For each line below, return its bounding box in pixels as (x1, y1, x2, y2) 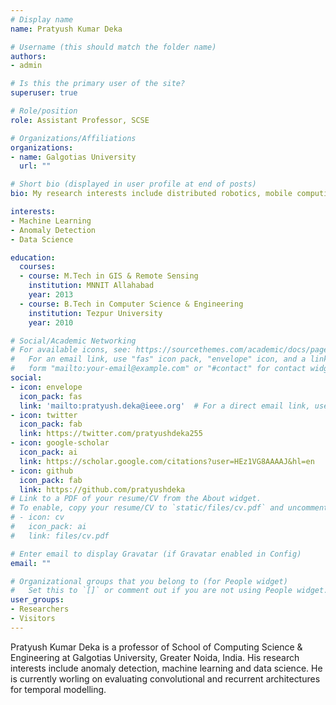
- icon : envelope (10, 382, 83, 392)
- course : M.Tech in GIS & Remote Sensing (19, 271, 199, 281)
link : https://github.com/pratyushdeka (19, 484, 186, 495)
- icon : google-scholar (10, 438, 110, 448)
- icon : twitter (10, 410, 78, 420)
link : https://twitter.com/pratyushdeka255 (19, 429, 203, 439)
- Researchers (10, 604, 70, 615)
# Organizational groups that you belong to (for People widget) (10, 576, 288, 586)
